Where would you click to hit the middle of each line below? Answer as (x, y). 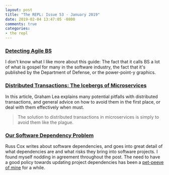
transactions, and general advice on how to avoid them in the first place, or (83, 102)
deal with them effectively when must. (45, 107)
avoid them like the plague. (46, 122)
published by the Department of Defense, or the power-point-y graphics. (80, 72)
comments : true (21, 24)
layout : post (19, 10)
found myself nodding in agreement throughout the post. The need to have (83, 157)
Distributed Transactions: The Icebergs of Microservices (76, 85)
